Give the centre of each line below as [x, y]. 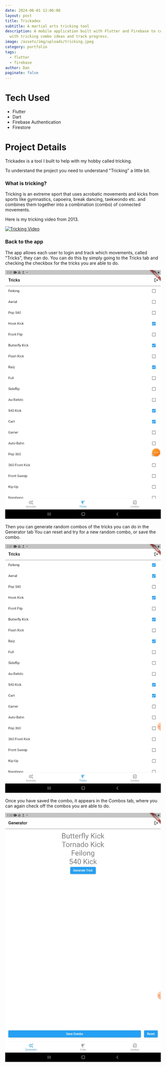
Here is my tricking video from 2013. [42, 219]
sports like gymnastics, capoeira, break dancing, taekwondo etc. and [75, 199]
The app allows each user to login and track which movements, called [76, 252]
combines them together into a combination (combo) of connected [73, 204]
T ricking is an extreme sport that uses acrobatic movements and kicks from [82, 194]
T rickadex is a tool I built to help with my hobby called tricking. [69, 161]
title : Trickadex [23, 21]
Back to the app [24, 242]
